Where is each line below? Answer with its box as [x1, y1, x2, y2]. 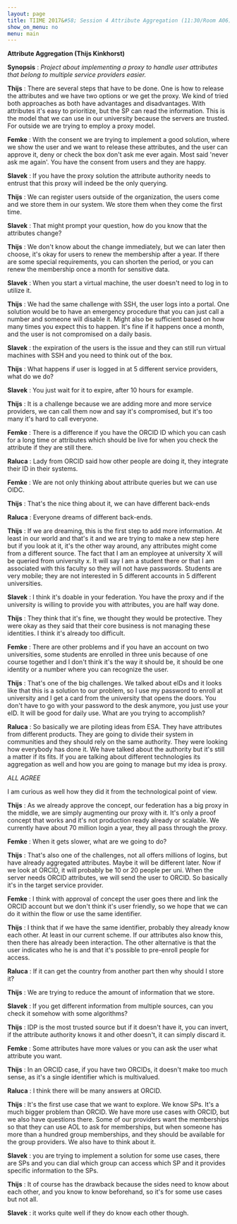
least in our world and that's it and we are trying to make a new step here [7, 534, 220, 543]
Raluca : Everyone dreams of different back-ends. [7, 513, 153, 522]
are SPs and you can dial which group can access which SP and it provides [7, 1159, 226, 1168]
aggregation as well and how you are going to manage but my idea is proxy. [7, 760, 227, 769]
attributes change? [7, 229, 62, 237]
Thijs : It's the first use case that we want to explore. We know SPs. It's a [7, 1100, 219, 1109]
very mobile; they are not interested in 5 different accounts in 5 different [7, 572, 217, 580]
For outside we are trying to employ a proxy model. [7, 121, 156, 131]
